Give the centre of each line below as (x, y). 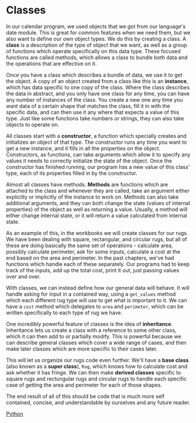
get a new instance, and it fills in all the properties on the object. (83, 148)
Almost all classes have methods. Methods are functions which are (87, 184)
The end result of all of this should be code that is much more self (85, 396)
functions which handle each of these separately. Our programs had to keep (98, 264)
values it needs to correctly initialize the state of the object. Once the (89, 161)
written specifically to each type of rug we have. (64, 313)
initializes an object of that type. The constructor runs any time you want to (97, 142)
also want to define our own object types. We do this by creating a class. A (96, 39)
